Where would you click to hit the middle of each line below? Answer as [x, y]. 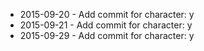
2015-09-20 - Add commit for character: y [107, 14]
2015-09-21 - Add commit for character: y [106, 25]
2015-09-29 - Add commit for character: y [107, 35]
